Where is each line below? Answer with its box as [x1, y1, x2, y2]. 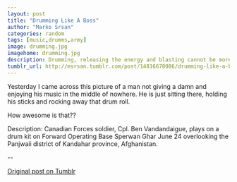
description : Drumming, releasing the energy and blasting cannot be [7, 56, 217, 63]
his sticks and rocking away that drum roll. [7, 97, 130, 106]
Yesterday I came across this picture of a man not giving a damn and [7, 82, 207, 90]
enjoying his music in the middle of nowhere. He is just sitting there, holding [7, 90, 228, 98]
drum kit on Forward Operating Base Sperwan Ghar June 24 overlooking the [7, 132, 229, 140]
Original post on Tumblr [7, 166, 76, 175]
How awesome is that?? [7, 111, 76, 119]
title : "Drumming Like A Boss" [7, 17, 99, 24]
